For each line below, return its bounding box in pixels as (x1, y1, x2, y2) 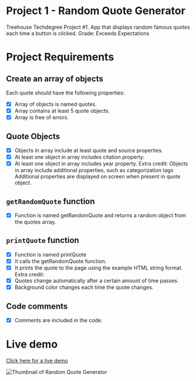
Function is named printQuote (14, 251, 87, 258)
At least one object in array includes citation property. (14, 154, 145, 160)
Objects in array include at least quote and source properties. (14, 147, 163, 154)
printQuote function (6, 235, 79, 245)
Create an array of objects (6, 73, 104, 83)
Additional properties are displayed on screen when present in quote (14, 173, 181, 180)
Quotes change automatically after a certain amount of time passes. (14, 277, 179, 284)
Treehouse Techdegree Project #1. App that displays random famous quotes (6, 23, 191, 31)
